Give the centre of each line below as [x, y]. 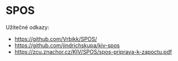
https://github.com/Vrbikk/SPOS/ [56, 39]
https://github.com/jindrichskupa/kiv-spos [67, 45]
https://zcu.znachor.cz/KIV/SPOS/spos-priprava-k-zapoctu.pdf [93, 51]
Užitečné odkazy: [28, 27]
